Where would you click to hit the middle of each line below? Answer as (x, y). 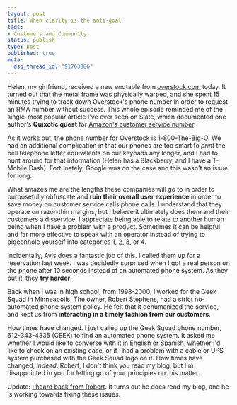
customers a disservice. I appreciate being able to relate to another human (116, 219)
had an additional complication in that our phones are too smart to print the (116, 145)
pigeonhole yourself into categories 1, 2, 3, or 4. (77, 242)
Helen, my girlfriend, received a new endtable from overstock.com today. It (117, 86)
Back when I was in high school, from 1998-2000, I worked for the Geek (112, 291)
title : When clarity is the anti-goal (64, 20)
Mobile (17, 168)
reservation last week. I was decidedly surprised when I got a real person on (118, 263)
